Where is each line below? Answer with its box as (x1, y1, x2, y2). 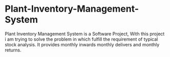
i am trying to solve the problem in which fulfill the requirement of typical (5, 36, 158, 42)
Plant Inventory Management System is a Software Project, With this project (5, 31, 165, 37)
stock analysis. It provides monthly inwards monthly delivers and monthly (5, 41, 160, 47)
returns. (5, 47, 22, 53)
